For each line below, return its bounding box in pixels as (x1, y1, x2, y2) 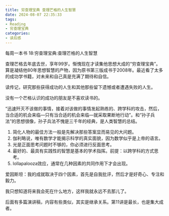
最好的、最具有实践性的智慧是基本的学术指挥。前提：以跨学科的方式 (12, 147, 154, 154)
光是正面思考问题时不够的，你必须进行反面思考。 (12, 141, 115, 147)
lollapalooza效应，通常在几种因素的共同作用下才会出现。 (12, 160, 131, 167)
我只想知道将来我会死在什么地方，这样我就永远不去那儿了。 (5, 188, 129, 194)
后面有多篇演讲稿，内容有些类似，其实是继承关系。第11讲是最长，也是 (5, 199, 150, 205)
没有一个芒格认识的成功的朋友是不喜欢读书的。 (5, 94, 102, 101)
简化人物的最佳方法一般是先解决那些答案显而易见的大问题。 (12, 129, 137, 135)
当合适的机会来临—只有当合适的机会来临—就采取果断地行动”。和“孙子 (5, 112, 151, 118)
